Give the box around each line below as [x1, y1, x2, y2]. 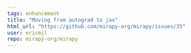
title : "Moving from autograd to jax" [7, 17, 118, 23]
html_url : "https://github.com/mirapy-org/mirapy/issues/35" [7, 23, 186, 30]
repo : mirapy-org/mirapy [7, 36, 78, 43]
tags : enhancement [7, 10, 60, 17]
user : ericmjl [7, 29, 48, 36]
